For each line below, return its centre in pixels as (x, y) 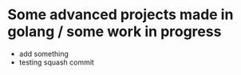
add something (44, 53)
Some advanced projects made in (120, 15)
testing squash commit (57, 62)
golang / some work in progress (115, 32)
